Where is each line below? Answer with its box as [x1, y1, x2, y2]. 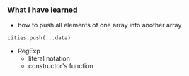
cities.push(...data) [7, 34, 71, 42]
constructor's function [28, 62, 93, 70]
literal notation [28, 54, 71, 63]
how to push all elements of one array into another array [17, 21, 182, 30]
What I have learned [7, 5, 78, 15]
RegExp [17, 47, 40, 56]
